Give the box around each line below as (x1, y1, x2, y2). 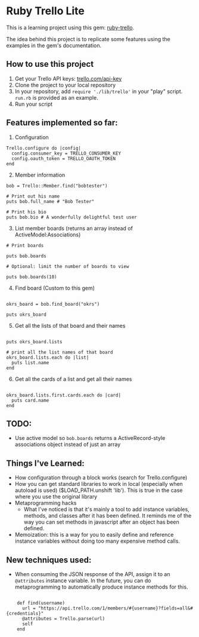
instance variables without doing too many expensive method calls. (14, 537, 181, 544)
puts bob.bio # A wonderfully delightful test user (6, 214, 137, 220)
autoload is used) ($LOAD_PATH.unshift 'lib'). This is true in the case (14, 487, 183, 494)
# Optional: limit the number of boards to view (6, 263, 129, 269)
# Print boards (6, 242, 44, 248)
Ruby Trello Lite (6, 4, 85, 18)
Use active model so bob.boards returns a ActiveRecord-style (14, 435, 166, 442)
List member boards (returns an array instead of (14, 224, 133, 232)
